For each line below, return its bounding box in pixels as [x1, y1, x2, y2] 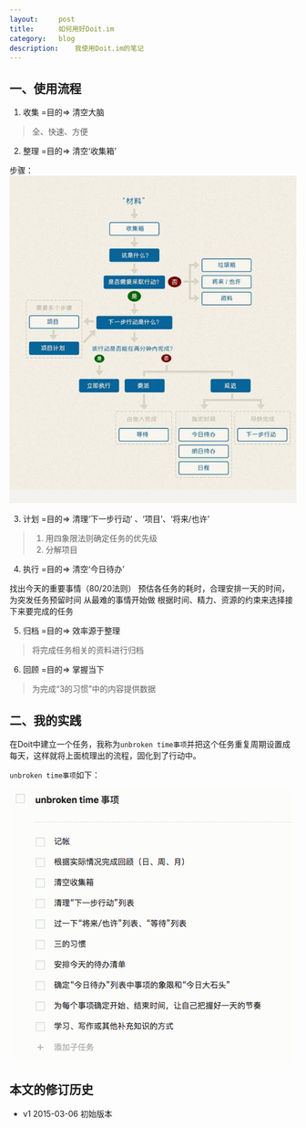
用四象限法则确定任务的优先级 [45, 533, 158, 544]
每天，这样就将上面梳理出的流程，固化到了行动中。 [9, 750, 201, 761]
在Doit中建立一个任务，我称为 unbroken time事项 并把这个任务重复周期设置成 [9, 739, 291, 750]
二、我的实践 [9, 713, 82, 728]
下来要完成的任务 [9, 606, 74, 617]
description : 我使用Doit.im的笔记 [9, 44, 145, 53]
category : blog [9, 34, 76, 43]
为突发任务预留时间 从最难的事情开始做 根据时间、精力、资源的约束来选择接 [9, 594, 293, 606]
